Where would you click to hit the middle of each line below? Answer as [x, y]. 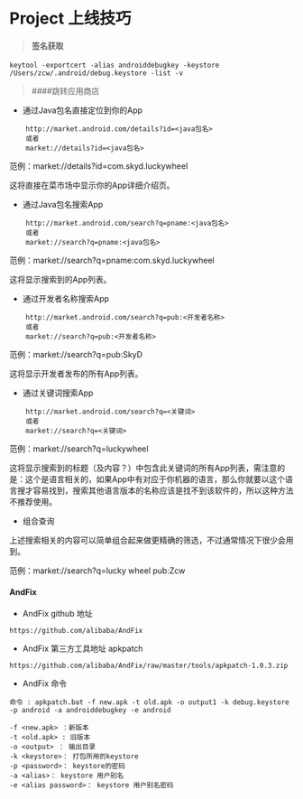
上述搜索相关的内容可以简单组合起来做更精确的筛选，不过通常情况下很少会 [147, 540]
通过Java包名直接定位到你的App [82, 110]
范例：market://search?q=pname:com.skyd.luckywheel [112, 260]
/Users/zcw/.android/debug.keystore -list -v [96, 73]
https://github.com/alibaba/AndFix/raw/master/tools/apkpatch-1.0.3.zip [149, 665]
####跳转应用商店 [65, 91]
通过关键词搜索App [58, 393]
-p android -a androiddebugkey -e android [90, 710]
